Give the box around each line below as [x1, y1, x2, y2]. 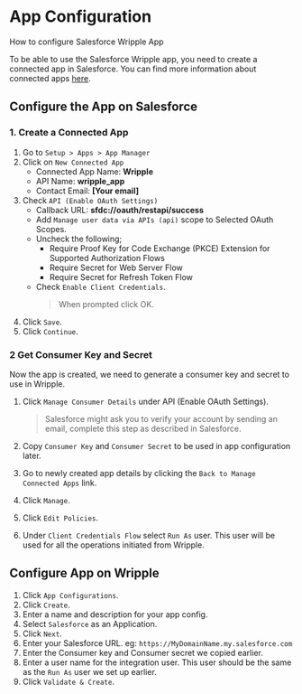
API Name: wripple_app [35, 175, 125, 186]
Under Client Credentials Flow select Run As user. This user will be [22, 530, 276, 540]
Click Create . [22, 599, 70, 610]
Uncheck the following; [35, 233, 123, 244]
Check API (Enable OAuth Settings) [22, 194, 159, 205]
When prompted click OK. [58, 298, 155, 309]
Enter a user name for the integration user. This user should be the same [22, 657, 292, 668]
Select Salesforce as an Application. [22, 618, 158, 629]
